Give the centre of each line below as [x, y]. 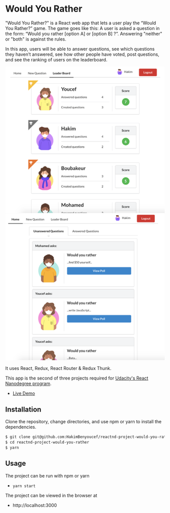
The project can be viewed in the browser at [51, 495]
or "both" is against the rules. [36, 39]
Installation [23, 409]
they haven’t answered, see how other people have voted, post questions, [82, 54]
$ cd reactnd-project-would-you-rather [47, 442]
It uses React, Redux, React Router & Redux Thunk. [58, 368]
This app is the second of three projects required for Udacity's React [77, 378]
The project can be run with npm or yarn [47, 475]
